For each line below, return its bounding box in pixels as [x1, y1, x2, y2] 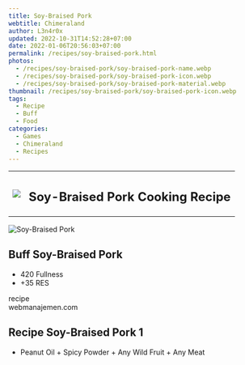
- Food [15, 117, 38, 125]
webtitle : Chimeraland [8, 19, 85, 28]
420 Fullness [19, 269, 64, 279]
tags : [8, 95, 27, 103]
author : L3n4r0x [8, 27, 63, 35]
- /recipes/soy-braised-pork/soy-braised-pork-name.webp [15, 65, 212, 73]
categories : [8, 125, 49, 133]
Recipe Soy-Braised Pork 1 [8, 325, 144, 340]
